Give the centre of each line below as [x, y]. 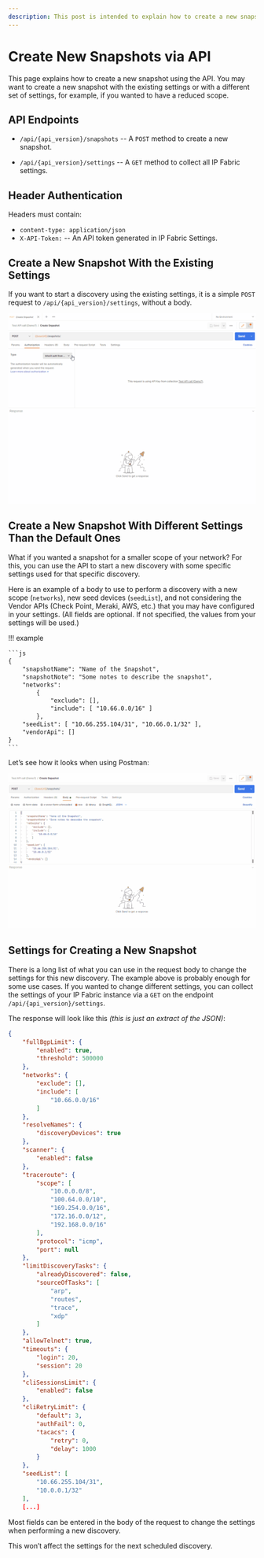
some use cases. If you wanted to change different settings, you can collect [131, 986]
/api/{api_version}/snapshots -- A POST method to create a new [124, 139]
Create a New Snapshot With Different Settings [126, 526]
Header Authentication [66, 196]
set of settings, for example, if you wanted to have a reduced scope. [119, 95]
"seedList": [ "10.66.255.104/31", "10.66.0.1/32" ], [112, 724]
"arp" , [61, 1291]
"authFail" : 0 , [61, 1424]
